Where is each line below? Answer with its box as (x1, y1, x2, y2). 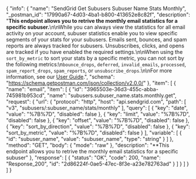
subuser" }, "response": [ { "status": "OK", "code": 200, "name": (6, 154, 161, 161)
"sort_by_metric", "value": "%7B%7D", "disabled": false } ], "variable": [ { (6, 129, 182, 136)
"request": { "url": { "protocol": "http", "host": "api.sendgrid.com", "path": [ (6, 98, 187, 105)
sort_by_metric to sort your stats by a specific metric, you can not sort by (6, 55, 185, 61)
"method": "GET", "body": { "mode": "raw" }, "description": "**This (6, 142, 170, 149)
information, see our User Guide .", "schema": (6, 73, 115, 80)
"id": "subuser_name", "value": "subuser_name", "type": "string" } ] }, (6, 136, 174, 142)
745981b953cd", (6, 92, 46, 99)
